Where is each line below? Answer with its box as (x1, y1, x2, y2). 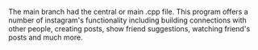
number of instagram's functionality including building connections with (8, 15, 248, 25)
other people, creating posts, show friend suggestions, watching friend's (8, 24, 251, 33)
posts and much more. (8, 32, 83, 42)
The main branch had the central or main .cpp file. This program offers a (8, 7, 248, 16)
